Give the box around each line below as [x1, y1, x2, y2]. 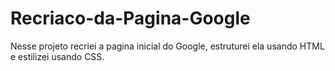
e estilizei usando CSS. [10, 50, 105, 62]
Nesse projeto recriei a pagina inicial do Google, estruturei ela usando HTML [10, 40, 325, 52]
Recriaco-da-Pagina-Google [10, 7, 251, 30]
